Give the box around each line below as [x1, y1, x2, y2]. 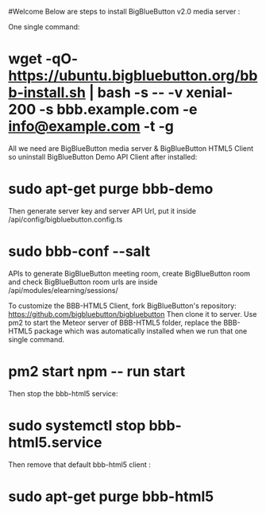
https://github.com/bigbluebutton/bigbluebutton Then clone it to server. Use [8, 309, 257, 318]
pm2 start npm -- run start [8, 363, 186, 380]
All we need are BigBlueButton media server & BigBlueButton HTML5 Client [8, 143, 254, 153]
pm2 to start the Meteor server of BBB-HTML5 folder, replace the [8, 318, 222, 327]
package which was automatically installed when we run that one [34, 326, 248, 336]
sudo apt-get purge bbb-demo [8, 180, 214, 198]
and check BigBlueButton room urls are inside [8, 277, 158, 287]
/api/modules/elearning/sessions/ [8, 285, 118, 295]
